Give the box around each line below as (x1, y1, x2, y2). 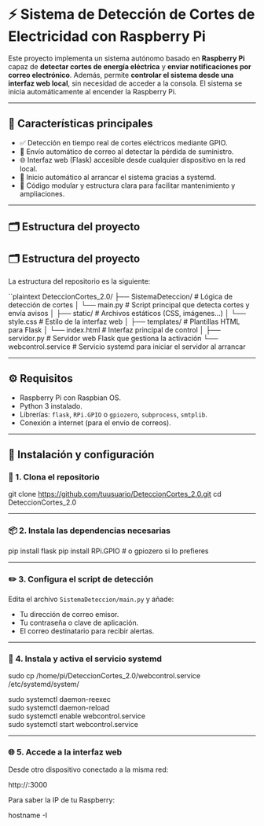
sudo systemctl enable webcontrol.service (8, 711, 145, 721)
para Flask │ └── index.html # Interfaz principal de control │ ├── (8, 325, 222, 334)
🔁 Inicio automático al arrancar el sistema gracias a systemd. (19, 172, 217, 182)
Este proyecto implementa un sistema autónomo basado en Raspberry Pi (8, 53, 245, 63)
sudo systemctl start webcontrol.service (8, 720, 139, 729)
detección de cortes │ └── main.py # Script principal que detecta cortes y (8, 299, 250, 310)
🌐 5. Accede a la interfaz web (8, 747, 123, 758)
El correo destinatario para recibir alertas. (19, 626, 155, 636)
